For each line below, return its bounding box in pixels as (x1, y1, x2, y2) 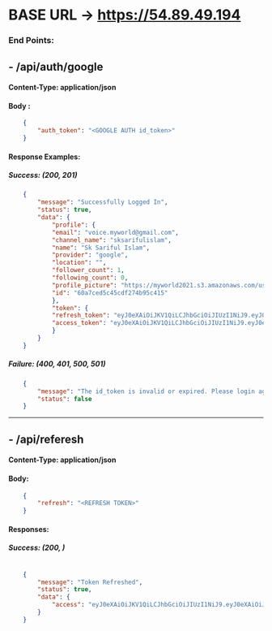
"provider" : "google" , (51, 251, 129, 259)
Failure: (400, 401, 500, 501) (8, 359, 106, 369)
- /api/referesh (8, 432, 84, 446)
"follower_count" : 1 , (51, 266, 125, 274)
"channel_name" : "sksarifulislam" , (51, 236, 172, 244)
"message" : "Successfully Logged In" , (37, 198, 168, 206)
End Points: (8, 35, 54, 46)
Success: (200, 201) (8, 171, 78, 180)
